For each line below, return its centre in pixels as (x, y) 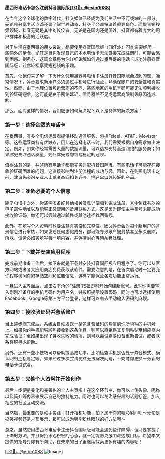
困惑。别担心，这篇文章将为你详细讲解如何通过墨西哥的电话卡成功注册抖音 (84, 59)
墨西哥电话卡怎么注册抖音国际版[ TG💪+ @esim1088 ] (58, 8)
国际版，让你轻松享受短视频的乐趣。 (42, 65)
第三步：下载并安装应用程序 (38, 252)
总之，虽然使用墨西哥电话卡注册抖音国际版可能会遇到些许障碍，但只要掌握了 (82, 430)
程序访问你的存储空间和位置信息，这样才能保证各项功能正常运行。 (76, 275)
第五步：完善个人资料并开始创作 (43, 379)
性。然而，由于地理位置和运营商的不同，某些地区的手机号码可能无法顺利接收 (82, 88)
